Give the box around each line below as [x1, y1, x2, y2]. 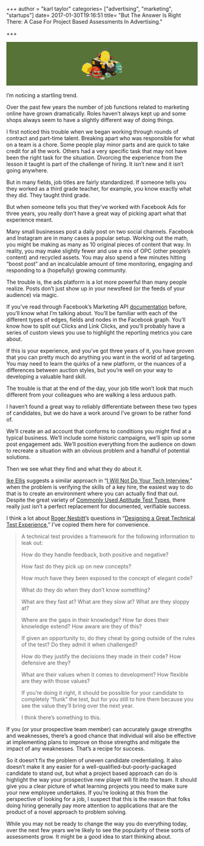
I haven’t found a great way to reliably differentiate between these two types [6, 403, 197, 410]
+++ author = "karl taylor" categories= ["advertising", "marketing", [6, 5, 173, 12]
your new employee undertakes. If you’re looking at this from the [6, 789, 168, 796]
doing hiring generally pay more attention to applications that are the [6, 802, 178, 809]
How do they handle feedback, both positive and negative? [21, 551, 169, 558]
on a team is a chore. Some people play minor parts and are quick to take [6, 141, 189, 148]
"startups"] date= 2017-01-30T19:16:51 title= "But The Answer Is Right [6, 12, 182, 19]
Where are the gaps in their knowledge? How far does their [21, 616, 169, 623]
